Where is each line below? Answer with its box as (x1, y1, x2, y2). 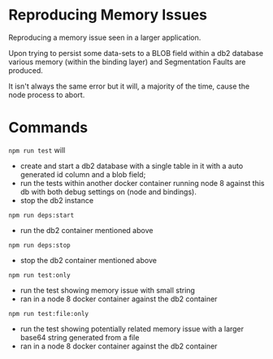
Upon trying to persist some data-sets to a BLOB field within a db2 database (8, 48, 264, 58)
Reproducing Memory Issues (8, 6, 208, 24)
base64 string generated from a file (19, 332, 140, 342)
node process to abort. (8, 89, 85, 99)
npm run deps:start (8, 211, 75, 219)
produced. (8, 65, 43, 75)
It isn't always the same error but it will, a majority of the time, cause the (8, 81, 250, 91)
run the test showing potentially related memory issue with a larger (19, 323, 245, 334)
